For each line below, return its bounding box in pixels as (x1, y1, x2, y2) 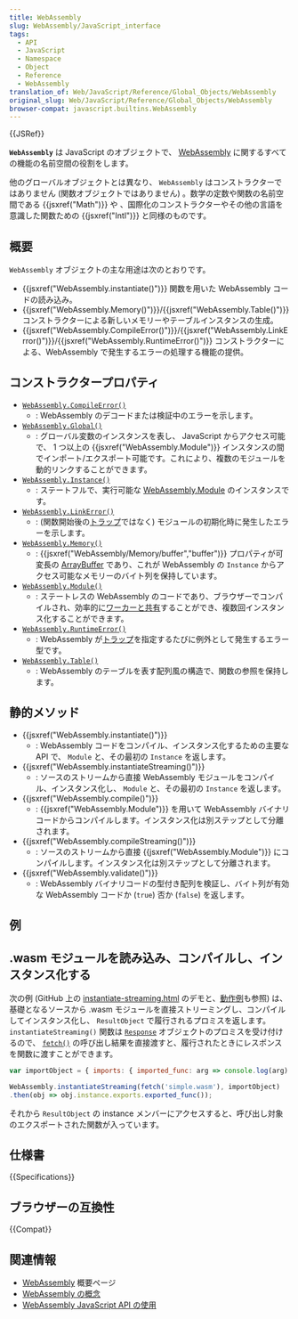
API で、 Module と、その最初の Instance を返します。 (35, 751, 231, 761)
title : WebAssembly (9, 12, 82, 22)
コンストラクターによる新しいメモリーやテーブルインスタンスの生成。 (21, 315, 278, 326)
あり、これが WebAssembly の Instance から (113, 558, 278, 570)
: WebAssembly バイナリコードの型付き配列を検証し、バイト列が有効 (35, 878, 290, 889)
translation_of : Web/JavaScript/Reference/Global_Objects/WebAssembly (9, 87, 277, 96)
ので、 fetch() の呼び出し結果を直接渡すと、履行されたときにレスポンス (16, 1037, 283, 1047)
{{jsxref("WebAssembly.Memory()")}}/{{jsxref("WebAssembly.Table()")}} (21, 305, 290, 315)
